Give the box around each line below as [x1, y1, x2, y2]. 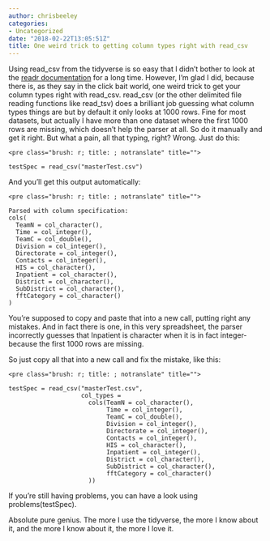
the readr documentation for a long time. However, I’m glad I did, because [8, 73, 255, 83]
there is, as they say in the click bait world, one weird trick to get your [8, 82, 241, 92]
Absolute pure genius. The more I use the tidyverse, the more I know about [8, 515, 259, 525]
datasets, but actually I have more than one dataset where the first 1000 [8, 116, 249, 126]
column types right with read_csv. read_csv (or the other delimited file [8, 90, 242, 100]
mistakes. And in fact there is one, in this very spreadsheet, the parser [8, 322, 243, 332]
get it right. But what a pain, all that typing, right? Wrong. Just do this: [8, 133, 241, 143]
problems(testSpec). [8, 500, 77, 509]
